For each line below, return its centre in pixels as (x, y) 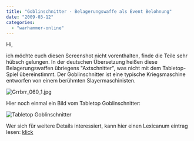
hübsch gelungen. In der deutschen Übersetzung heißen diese (82, 62)
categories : (21, 22)
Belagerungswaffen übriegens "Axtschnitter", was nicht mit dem (84, 68)
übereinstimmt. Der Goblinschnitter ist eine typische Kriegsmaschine (103, 74)
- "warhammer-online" (38, 28)
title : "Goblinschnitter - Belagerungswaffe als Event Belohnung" (89, 11)
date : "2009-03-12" (30, 17)
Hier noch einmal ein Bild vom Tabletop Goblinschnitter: (73, 104)
